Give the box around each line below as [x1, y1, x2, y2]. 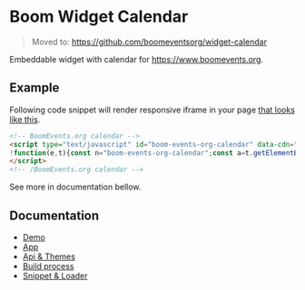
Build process [22, 260, 74, 271]
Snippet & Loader [22, 270, 88, 281]
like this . [9, 113, 41, 124]
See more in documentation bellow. [9, 181, 142, 192]
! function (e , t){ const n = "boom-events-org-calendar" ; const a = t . [9, 148, 254, 158]
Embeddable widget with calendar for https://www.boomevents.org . [9, 53, 264, 64]
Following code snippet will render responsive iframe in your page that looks [9, 104, 295, 115]
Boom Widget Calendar [9, 6, 189, 27]
